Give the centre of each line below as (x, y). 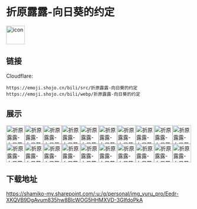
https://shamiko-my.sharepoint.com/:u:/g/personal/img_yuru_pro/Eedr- (93, 194)
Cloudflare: (20, 76)
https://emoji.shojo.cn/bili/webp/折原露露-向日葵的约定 (73, 94)
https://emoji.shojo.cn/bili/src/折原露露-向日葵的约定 (72, 88)
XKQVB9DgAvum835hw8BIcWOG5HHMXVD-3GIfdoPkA (75, 200)
